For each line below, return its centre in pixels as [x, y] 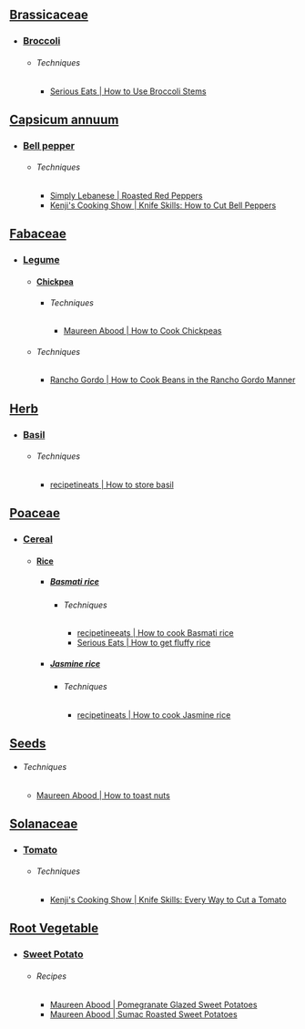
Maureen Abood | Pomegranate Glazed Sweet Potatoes [153, 1004]
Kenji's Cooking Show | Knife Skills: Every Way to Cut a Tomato [168, 900]
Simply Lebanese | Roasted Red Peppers [126, 196]
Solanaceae [44, 823]
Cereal [37, 539]
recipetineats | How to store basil [112, 484]
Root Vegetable [54, 928]
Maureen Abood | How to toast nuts [103, 795]
